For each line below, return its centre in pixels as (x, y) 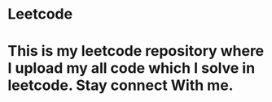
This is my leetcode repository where (136, 51)
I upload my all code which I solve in (132, 68)
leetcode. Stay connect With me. (121, 85)
